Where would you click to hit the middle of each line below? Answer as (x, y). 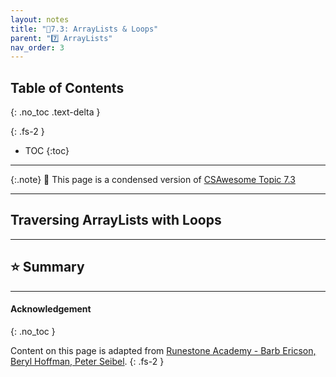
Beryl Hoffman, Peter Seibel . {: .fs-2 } (87, 361)
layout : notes (40, 19)
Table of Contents (67, 87)
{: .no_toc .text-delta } (55, 112)
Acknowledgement (51, 309)
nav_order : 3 (37, 47)
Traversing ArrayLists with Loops (116, 220)
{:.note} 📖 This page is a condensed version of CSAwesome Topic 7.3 (153, 180)
